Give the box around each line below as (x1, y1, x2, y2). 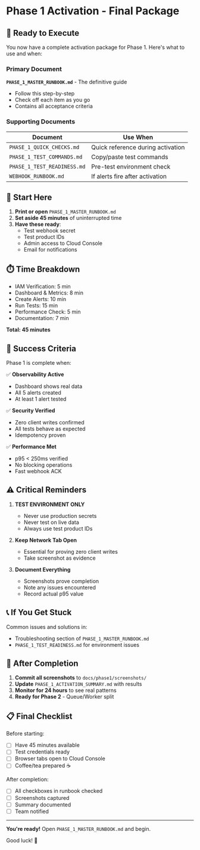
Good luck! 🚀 (6, 836, 38, 844)
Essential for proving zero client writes (23, 548, 118, 555)
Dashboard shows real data (14, 383, 83, 390)
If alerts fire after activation (91, 172, 167, 180)
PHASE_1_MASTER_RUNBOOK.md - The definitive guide (6, 79, 127, 86)
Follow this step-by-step (14, 90, 75, 97)
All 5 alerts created (14, 389, 61, 396)
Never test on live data (23, 519, 79, 526)
